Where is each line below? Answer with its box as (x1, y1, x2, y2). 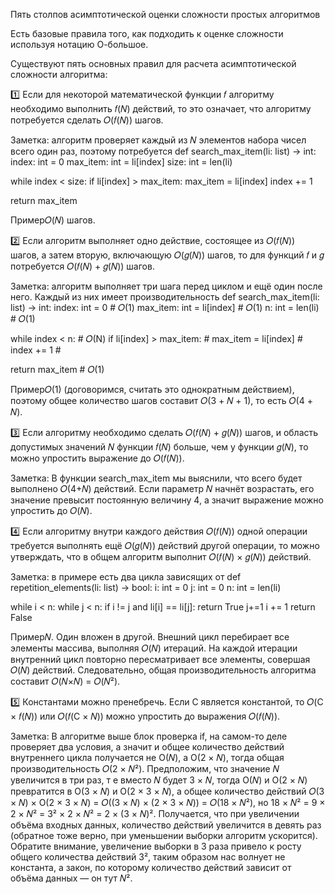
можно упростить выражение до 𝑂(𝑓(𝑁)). (10, 452, 185, 464)
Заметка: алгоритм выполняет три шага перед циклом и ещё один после (10, 280, 323, 292)
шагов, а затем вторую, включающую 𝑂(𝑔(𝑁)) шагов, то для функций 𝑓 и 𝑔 (10, 249, 325, 261)
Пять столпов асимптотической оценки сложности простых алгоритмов (10, 9, 321, 20)
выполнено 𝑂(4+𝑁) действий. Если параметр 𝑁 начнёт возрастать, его (10, 483, 315, 494)
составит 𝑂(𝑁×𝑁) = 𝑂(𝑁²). (10, 675, 121, 687)
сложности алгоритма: (10, 69, 108, 80)
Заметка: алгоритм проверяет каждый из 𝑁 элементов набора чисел (10, 134, 307, 146)
